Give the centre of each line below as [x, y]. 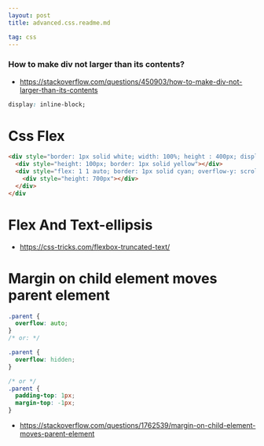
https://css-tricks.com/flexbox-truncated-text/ [95, 247]
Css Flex [37, 136]
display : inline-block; [47, 104]
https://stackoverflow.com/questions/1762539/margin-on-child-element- [137, 426]
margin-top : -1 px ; [46, 403]
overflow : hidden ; [46, 359]
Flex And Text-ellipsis [81, 225]
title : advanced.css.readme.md [59, 23]
